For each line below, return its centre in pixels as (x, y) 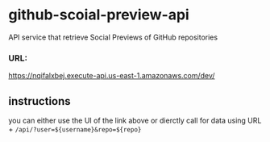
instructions (39, 101)
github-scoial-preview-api (99, 15)
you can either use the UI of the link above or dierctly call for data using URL (135, 121)
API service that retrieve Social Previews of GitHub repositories (113, 37)
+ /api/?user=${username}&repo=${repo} (75, 129)
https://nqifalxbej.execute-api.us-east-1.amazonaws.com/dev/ (112, 76)
